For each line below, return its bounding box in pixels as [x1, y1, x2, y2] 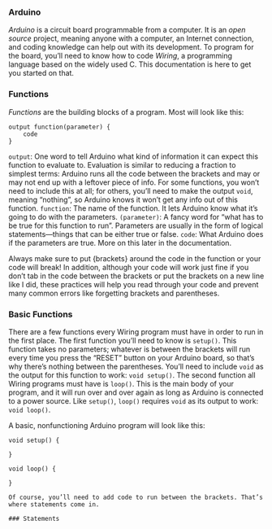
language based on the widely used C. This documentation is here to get [8, 59, 252, 69]
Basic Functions [8, 308, 73, 320]
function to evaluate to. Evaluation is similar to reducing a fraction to [8, 160, 236, 169]
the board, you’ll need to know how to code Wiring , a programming [8, 51, 233, 61]
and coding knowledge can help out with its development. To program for [8, 42, 254, 52]
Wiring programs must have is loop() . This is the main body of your [8, 378, 234, 388]
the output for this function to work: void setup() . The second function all [8, 369, 256, 380]
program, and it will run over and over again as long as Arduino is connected [8, 387, 264, 397]
